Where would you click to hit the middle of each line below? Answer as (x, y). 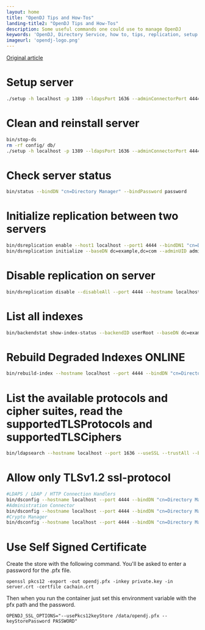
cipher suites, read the (65, 411)
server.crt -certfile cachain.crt (50, 587)
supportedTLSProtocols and (79, 424)
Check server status (59, 175)
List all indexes (45, 316)
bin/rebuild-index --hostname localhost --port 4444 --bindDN (87, 373)
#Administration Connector (41, 505)
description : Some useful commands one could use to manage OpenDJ (94, 29)
